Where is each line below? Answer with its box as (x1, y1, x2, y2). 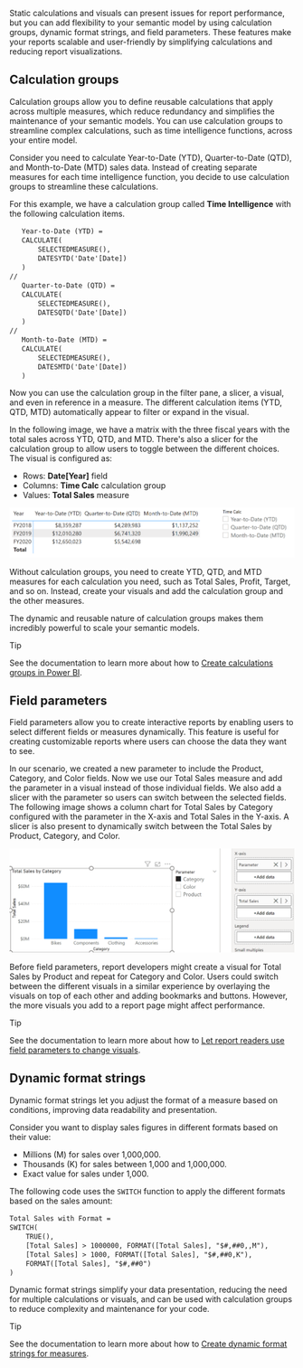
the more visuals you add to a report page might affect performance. (9, 999, 265, 1011)
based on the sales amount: (9, 1195, 113, 1206)
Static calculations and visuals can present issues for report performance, (9, 8, 285, 18)
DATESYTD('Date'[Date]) (37, 253, 128, 263)
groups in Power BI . (9, 666, 83, 677)
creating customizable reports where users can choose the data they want (9, 736, 287, 747)
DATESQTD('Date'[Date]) (37, 307, 128, 317)
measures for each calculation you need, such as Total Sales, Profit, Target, (9, 576, 291, 587)
